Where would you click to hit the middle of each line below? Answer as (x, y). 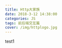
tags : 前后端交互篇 (23, 23)
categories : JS (20, 18)
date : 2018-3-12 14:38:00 (31, 14)
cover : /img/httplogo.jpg (31, 28)
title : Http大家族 (23, 9)
